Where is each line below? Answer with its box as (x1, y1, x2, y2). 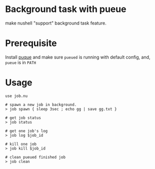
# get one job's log (5, 128, 48, 133)
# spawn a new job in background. (5, 102, 77, 107)
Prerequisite (5, 37, 57, 49)
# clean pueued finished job (5, 154, 66, 159)
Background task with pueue (5, 3, 127, 15)
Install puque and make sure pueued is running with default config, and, (5, 54, 151, 60)
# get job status (5, 115, 41, 120)
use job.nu (5, 93, 28, 98)
